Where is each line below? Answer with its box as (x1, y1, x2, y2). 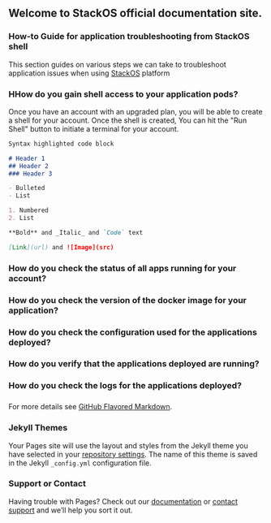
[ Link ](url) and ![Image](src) (8, 243, 114, 251)
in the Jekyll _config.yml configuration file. (8, 458, 152, 468)
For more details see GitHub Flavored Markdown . (8, 402, 173, 412)
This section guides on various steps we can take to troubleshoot (8, 59, 227, 69)
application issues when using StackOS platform (8, 68, 170, 78)
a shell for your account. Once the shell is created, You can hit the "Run (8, 115, 247, 125)
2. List (8, 214, 35, 223)
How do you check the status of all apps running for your (8, 262, 237, 274)
